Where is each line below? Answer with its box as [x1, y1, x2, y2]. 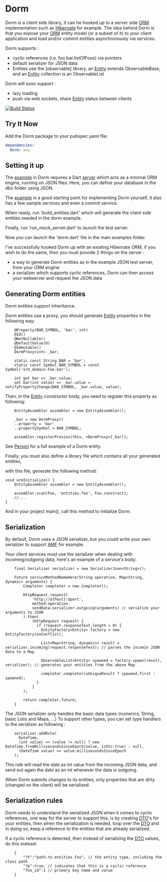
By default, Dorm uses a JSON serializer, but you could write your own [5, 536, 150, 542]
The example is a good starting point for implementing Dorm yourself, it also [5, 195, 162, 201]
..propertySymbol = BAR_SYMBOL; [14, 426, 81, 431]
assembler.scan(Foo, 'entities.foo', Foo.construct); [14, 491, 128, 496]
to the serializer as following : [5, 721, 66, 727]
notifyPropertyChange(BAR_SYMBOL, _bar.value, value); [5, 385, 122, 390]
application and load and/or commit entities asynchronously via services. [5, 36, 156, 42]
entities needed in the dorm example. [5, 215, 82, 221]
